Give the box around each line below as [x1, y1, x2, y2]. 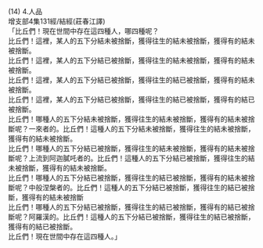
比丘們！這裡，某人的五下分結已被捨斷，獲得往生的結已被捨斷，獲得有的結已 [8, 95, 255, 104]
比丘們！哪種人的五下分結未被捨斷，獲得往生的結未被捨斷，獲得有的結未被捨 [8, 114, 255, 124]
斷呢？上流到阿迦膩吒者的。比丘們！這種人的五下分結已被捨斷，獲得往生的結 [8, 153, 255, 163]
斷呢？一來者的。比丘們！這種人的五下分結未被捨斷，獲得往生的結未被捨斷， [8, 124, 255, 133]
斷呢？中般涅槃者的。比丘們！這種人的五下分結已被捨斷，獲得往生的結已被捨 [8, 183, 255, 192]
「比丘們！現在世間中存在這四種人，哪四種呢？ [8, 27, 159, 35]
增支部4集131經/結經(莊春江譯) [8, 16, 106, 26]
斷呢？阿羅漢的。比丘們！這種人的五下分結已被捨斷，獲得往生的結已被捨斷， [8, 212, 255, 221]
